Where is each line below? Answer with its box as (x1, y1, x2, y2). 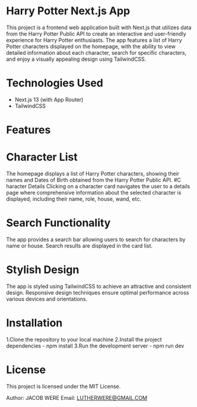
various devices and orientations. (6, 295, 88, 302)
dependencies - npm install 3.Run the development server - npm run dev (6, 342, 185, 349)
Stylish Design (6, 263, 80, 277)
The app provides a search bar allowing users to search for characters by (6, 236, 186, 243)
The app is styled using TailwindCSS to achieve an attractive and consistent (6, 283, 192, 290)
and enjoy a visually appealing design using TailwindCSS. (6, 55, 147, 62)
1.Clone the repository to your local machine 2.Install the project (6, 336, 162, 343)
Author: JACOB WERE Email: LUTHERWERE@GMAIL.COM (6, 394, 148, 401)
